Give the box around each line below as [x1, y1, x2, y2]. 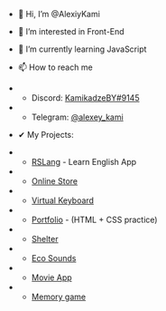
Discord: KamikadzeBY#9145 [31, 92, 140, 103]
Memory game [31, 291, 87, 302]
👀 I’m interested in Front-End [17, 26, 124, 36]
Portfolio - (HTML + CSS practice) [31, 214, 158, 225]
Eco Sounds [31, 253, 77, 263]
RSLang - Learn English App [31, 157, 137, 167]
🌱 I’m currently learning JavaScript [17, 44, 147, 54]
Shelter [31, 234, 59, 244]
